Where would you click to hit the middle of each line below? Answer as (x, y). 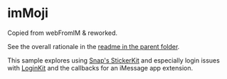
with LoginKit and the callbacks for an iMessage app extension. (100, 68)
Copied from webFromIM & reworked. (63, 33)
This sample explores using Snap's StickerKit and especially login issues (114, 60)
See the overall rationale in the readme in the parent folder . (94, 46)
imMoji (28, 13)
